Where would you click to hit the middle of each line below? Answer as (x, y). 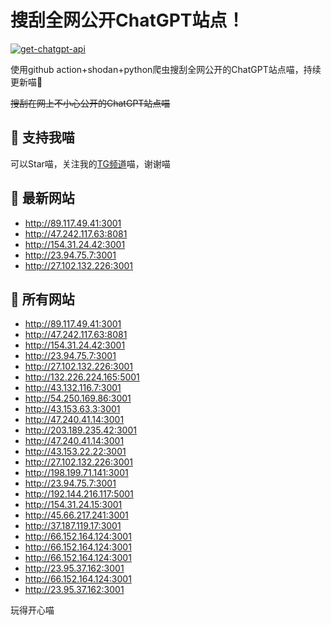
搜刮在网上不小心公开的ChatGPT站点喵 (90, 103)
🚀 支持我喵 (42, 137)
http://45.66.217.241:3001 (76, 515)
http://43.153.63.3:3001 (72, 409)
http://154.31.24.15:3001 (73, 505)
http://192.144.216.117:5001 (79, 494)
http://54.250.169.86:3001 (78, 398)
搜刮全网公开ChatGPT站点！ (127, 20)
